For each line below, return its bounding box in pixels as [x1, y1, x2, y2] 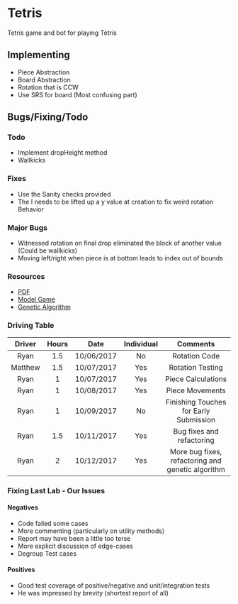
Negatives [7, 503, 39, 512]
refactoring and [170, 456, 222, 466]
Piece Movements [166, 385, 226, 395]
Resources [7, 271, 45, 281]
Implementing [7, 49, 70, 61]
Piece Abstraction [17, 67, 70, 76]
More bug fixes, [169, 446, 222, 456]
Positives [7, 566, 35, 574]
